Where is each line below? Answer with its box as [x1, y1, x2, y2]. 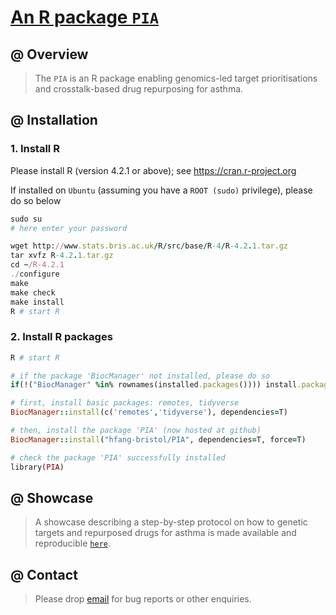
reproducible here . [34, 537, 111, 550]
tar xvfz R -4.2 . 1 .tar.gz [10, 251, 114, 261]
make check [10, 287, 56, 298]
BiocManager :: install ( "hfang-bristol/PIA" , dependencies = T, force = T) [10, 434, 307, 445]
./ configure [10, 269, 60, 280]
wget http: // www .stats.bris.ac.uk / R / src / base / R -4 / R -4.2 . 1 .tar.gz [10, 241, 289, 251]
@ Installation [10, 112, 98, 129]
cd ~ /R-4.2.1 [10, 260, 65, 270]
